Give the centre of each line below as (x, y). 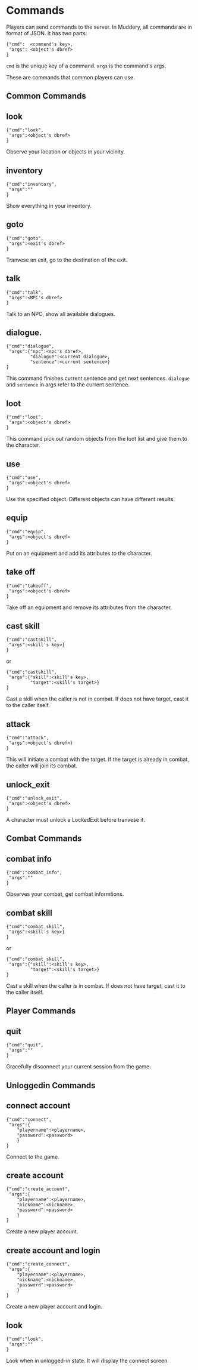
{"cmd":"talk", (25, 292)
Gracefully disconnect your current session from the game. (79, 1067)
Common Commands (46, 96)
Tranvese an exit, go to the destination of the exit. (67, 260)
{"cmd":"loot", (25, 417)
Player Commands (41, 1011)
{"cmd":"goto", (25, 238)
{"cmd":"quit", (25, 1045)
